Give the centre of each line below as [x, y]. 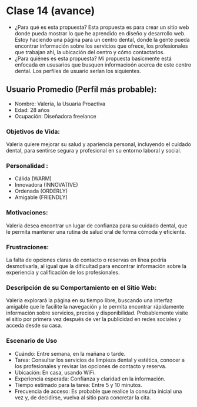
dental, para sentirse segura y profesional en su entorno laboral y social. [94, 151]
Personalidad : [27, 166]
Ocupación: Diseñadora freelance [55, 116]
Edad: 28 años [32, 110]
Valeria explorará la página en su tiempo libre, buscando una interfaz [89, 300]
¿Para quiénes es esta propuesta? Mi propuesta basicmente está [93, 58]
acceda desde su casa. [34, 326]
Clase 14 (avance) [51, 11]
